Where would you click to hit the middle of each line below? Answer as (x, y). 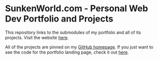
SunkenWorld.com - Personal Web (77, 9)
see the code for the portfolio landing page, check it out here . (67, 52)
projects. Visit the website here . (37, 38)
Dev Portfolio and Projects (59, 19)
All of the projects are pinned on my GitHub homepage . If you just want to (79, 47)
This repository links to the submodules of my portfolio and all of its (73, 32)
